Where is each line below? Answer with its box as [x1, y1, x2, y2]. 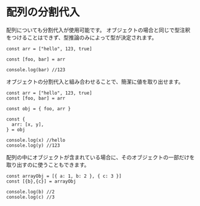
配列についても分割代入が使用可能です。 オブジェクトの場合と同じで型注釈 [6, 26, 190, 34]
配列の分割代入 [6, 5, 80, 19]
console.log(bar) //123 [6, 66, 66, 72]
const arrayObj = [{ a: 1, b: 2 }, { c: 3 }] [6, 173, 122, 179]
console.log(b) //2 [6, 189, 55, 195]
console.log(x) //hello [6, 137, 66, 143]
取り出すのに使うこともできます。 [6, 161, 90, 168]
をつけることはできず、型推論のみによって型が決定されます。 [6, 34, 157, 41]
